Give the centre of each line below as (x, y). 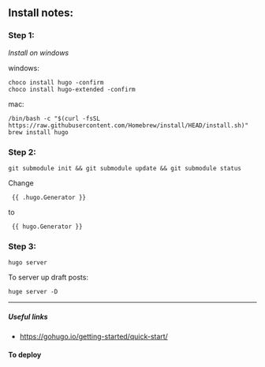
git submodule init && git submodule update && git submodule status (125, 168)
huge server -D (33, 292)
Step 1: (21, 36)
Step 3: (22, 246)
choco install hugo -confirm (56, 82)
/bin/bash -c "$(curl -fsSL (54, 118)
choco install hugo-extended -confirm (72, 89)
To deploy (25, 354)
